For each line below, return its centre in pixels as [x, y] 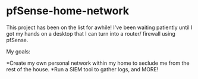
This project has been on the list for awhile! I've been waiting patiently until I [99, 27]
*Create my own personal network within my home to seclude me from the [98, 63]
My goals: [18, 51]
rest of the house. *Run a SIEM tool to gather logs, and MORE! [82, 69]
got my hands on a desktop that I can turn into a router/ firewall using [91, 33]
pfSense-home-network [68, 11]
